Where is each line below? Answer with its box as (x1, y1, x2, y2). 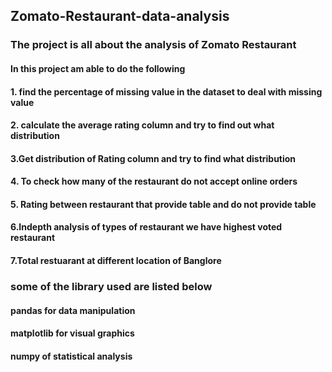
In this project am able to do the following (10, 62, 186, 74)
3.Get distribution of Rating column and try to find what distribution (10, 152, 297, 164)
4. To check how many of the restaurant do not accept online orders (10, 175, 298, 188)
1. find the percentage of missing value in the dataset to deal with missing (10, 85, 323, 98)
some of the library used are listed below (10, 279, 213, 293)
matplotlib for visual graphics (10, 327, 135, 339)
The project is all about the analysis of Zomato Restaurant (10, 38, 297, 52)
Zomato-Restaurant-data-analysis (10, 8, 230, 25)
